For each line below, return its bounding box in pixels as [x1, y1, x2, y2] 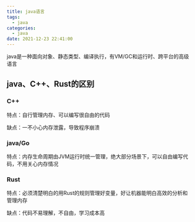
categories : [6, 25, 36, 31]
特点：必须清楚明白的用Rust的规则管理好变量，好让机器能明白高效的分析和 [6, 190, 188, 197]
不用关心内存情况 [16, 160, 58, 167]
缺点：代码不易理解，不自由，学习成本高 [6, 210, 105, 217]
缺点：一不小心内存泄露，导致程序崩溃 [6, 124, 100, 131]
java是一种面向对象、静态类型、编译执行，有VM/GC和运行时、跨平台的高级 [6, 53, 189, 59]
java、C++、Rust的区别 [6, 79, 95, 89]
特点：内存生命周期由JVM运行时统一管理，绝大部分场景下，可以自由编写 [6, 153, 183, 160]
